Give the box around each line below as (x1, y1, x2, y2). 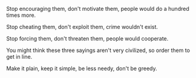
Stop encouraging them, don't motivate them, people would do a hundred (6, 5, 189, 12)
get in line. (6, 53, 33, 60)
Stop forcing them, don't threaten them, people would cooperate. (6, 35, 169, 42)
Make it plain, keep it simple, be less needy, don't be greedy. (6, 65, 157, 72)
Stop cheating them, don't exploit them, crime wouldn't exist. (6, 24, 158, 30)
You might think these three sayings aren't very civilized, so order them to (6, 47, 191, 54)
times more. (6, 11, 36, 19)
